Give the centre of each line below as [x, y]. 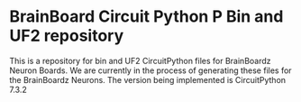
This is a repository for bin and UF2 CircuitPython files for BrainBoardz [141, 60]
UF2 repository [67, 36]
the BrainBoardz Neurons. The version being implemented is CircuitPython [148, 79]
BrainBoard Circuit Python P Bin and [146, 17]
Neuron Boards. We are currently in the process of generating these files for [150, 70]
